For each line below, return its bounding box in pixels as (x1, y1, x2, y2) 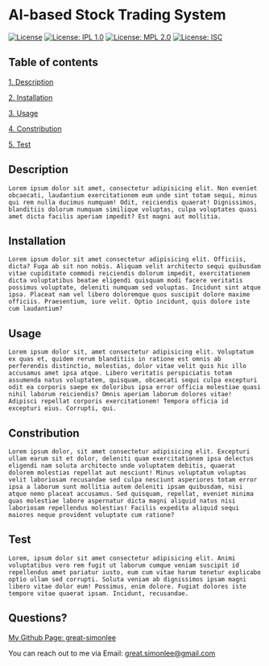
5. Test (8, 139, 31, 149)
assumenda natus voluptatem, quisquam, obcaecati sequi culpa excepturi (8, 376, 258, 384)
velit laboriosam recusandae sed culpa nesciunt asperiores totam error (8, 476, 258, 484)
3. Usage (8, 108, 39, 118)
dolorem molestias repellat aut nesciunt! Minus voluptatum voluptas (8, 469, 247, 477)
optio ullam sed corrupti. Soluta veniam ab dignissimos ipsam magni (8, 575, 247, 583)
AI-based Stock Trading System (8, 6, 226, 24)
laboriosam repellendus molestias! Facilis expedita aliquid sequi (8, 504, 240, 512)
